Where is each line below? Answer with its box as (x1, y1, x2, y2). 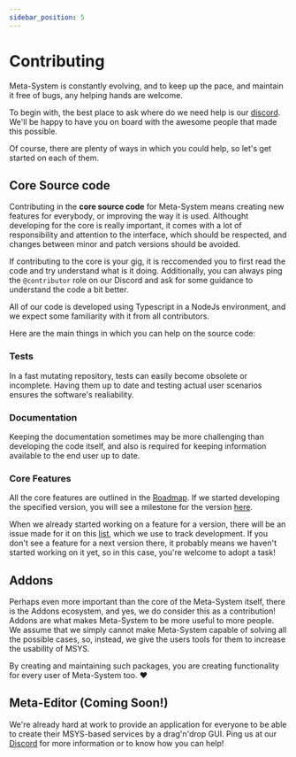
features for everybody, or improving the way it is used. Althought (9, 211, 249, 221)
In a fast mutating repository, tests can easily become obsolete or (9, 370, 247, 381)
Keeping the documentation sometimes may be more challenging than (9, 431, 265, 442)
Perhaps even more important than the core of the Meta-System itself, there (9, 597, 285, 607)
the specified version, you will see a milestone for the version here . (9, 502, 254, 513)
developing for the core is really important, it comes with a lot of (9, 220, 243, 231)
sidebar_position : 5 (9, 12, 86, 22)
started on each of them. (9, 152, 100, 163)
